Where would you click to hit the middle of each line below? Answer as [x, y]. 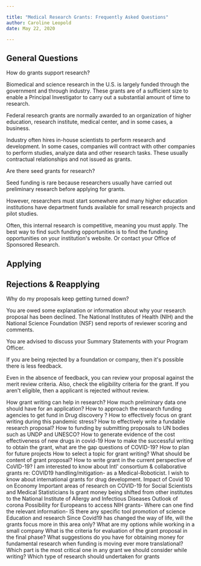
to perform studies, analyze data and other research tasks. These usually [97, 153]
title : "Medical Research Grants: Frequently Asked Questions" [88, 17]
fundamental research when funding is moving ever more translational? [95, 544]
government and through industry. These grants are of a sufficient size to [97, 91]
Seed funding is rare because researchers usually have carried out [89, 183]
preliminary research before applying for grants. [66, 189]
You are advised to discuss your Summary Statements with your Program [97, 342]
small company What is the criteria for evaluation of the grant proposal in [97, 531]
